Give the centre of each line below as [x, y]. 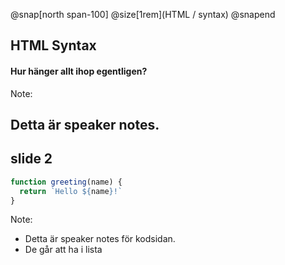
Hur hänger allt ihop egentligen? [79, 71]
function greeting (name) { [66, 182]
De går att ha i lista [63, 250]
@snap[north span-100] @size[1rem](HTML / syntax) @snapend [143, 14]
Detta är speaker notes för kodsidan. [100, 239]
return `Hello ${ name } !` [71, 191]
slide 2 [31, 159]
